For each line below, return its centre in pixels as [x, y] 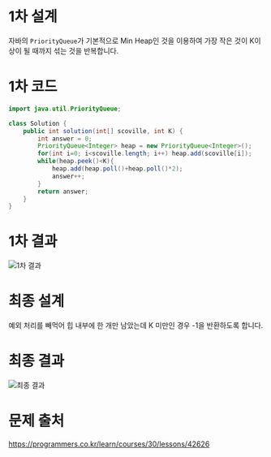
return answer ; [63, 192]
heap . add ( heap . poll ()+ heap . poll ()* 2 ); [117, 169]
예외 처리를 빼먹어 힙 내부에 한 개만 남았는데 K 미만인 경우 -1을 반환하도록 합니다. [136, 326]
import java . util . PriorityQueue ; [65, 109]
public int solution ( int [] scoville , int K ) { [103, 131]
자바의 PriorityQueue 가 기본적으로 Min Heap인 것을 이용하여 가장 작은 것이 [128, 41]
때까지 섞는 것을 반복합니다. [75, 50]
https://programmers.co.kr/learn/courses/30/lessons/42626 [109, 444]
